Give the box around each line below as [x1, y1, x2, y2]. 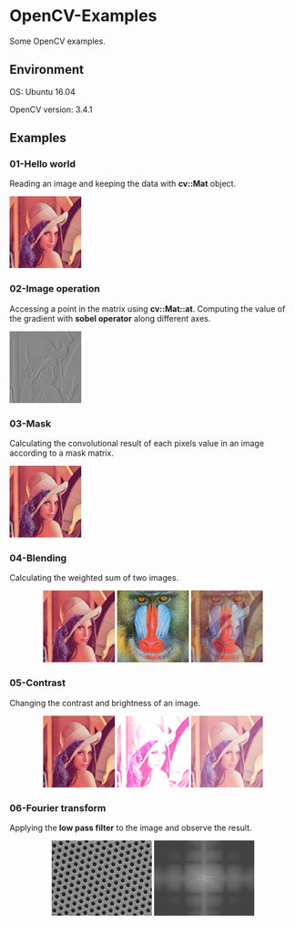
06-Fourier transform [9, 801, 107, 814]
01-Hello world [9, 158, 76, 170]
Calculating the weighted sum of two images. [9, 572, 179, 583]
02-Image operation [9, 283, 100, 295]
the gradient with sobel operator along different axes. [9, 313, 211, 324]
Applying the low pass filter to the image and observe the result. [9, 822, 252, 833]
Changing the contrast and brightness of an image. [9, 697, 201, 708]
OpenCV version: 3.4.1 [9, 104, 93, 115]
